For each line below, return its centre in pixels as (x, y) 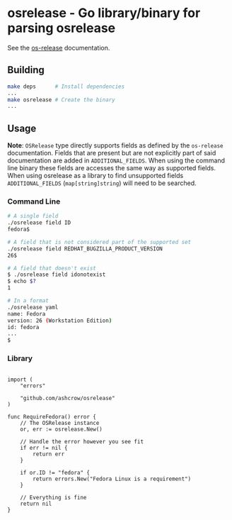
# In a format (28, 301)
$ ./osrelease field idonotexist (57, 275)
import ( (20, 380)
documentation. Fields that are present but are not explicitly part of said (112, 153)
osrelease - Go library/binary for (104, 13)
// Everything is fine (53, 497)
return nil (36, 504)
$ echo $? (22, 282)
